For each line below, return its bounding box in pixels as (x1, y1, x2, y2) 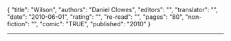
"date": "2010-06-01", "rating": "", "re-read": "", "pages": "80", (7, 13, 184, 21)
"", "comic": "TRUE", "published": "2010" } (30, 20, 151, 28)
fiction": (7, 20, 30, 28)
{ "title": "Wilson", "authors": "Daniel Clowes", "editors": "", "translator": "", (7, 6, 218, 13)
